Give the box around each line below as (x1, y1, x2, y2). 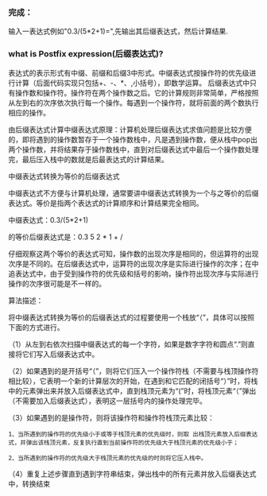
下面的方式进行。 (8, 322, 64, 331)
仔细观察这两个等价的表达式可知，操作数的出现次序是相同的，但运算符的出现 (8, 249, 259, 258)
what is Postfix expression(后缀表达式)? (8, 48, 164, 60)
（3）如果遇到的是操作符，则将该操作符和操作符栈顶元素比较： (8, 413, 215, 422)
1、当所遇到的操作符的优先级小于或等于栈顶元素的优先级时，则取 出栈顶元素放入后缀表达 (8, 430, 258, 438)
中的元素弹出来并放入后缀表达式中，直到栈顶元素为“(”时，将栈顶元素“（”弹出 (8, 386, 257, 395)
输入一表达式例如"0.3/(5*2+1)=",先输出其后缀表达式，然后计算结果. (8, 26, 229, 37)
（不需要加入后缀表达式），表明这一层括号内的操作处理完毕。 (8, 396, 207, 405)
